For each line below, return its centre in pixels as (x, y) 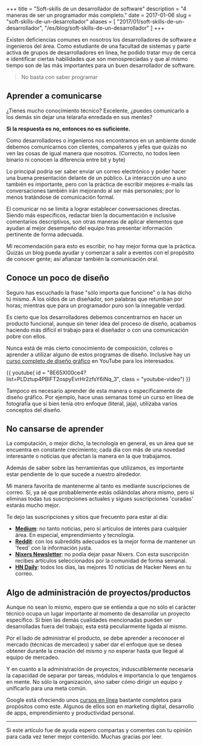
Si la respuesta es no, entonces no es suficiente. (69, 129)
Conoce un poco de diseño (58, 278)
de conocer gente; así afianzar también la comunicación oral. (82, 259)
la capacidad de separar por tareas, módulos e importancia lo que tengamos (101, 675)
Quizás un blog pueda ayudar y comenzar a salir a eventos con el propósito (100, 252)
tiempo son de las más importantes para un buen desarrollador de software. (101, 65)
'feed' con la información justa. (53, 548)
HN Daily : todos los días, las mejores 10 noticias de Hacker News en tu (103, 567)
